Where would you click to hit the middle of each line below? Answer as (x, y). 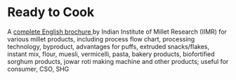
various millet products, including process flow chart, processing (101, 39)
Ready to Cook (51, 12)
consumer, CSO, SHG (38, 69)
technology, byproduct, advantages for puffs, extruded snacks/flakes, (108, 46)
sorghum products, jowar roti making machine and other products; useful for (118, 61)
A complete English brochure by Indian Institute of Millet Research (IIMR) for (117, 32)
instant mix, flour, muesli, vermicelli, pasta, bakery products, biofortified (111, 54)
